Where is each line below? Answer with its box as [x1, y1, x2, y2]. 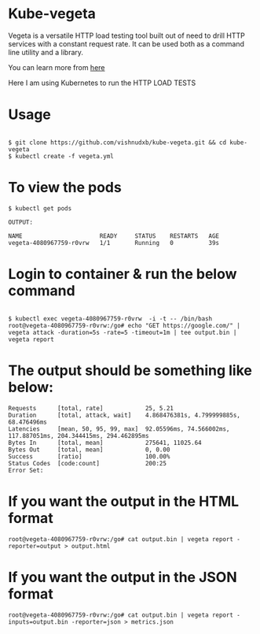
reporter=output [8, 542, 61, 550]
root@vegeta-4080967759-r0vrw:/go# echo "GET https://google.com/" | [8, 321, 241, 329]
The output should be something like [8, 361, 253, 379]
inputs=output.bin [8, 617, 68, 626]
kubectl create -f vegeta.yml [15, 152, 114, 160]
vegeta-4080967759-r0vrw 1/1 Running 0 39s [8, 239, 220, 247]
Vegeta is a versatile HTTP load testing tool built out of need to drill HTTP [8, 31, 245, 40]
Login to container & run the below [8, 265, 237, 283]
